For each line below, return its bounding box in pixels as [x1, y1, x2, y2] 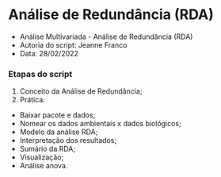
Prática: [19, 95, 45, 105]
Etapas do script [8, 68, 73, 79]
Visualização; [19, 152, 64, 162]
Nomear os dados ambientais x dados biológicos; [19, 119, 182, 129]
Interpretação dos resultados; [19, 136, 117, 145]
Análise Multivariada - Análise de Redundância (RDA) [19, 32, 193, 41]
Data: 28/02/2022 [19, 48, 79, 58]
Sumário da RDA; [19, 144, 76, 154]
